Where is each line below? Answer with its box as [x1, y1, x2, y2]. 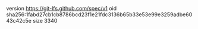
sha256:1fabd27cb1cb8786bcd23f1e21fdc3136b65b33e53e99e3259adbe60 [6, 11, 193, 18]
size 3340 [32, 17, 58, 24]
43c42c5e [6, 17, 32, 24]
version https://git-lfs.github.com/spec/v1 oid [6, 5, 117, 12]
